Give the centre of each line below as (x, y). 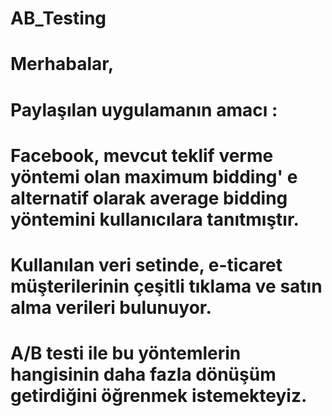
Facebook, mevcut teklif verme (142, 155)
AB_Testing (58, 18)
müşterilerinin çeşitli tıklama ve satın (166, 286)
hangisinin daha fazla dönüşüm (143, 374)
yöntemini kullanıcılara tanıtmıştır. (155, 219)
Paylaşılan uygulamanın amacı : (144, 109)
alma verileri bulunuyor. (111, 307)
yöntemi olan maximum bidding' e (154, 176)
